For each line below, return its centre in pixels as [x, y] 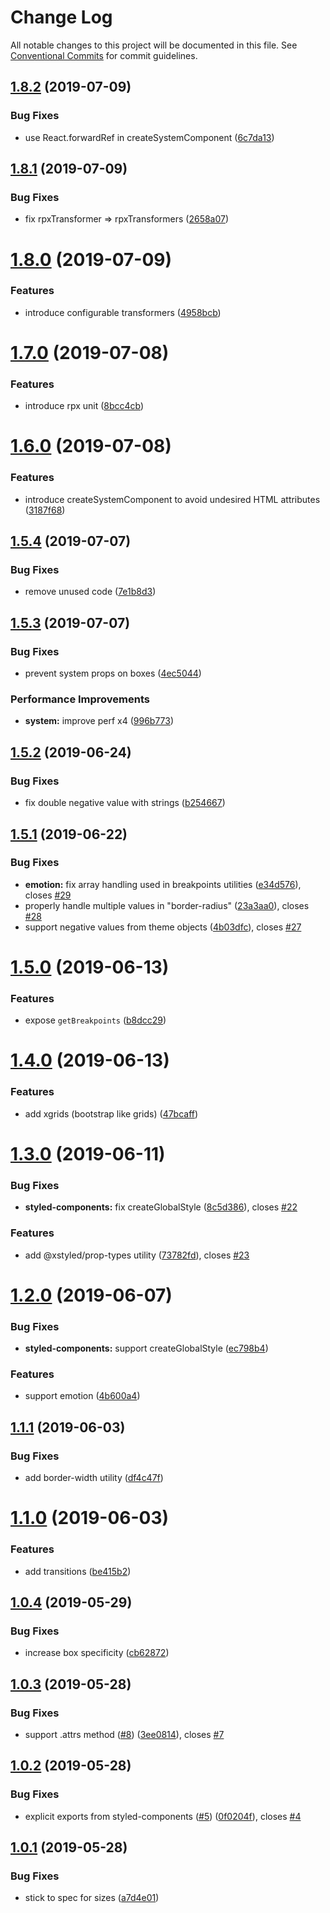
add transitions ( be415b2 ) [78, 1571]
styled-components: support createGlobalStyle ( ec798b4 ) [146, 1348]
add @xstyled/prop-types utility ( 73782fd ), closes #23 [137, 1255]
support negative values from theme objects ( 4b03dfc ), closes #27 [163, 927]
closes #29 [48, 895]
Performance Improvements [80, 699]
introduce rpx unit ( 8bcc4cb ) [84, 406]
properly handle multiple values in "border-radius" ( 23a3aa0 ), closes [167, 905]
